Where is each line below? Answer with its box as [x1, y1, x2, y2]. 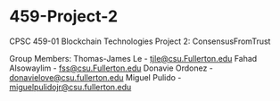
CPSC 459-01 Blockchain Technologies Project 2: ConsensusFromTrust [9, 36, 271, 46]
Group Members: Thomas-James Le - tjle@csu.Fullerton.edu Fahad [9, 53, 258, 63]
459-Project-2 [9, 6, 119, 27]
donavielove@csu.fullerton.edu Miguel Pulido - [9, 72, 182, 82]
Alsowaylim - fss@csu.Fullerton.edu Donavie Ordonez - [9, 63, 214, 73]
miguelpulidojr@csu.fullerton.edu [9, 81, 132, 92]
